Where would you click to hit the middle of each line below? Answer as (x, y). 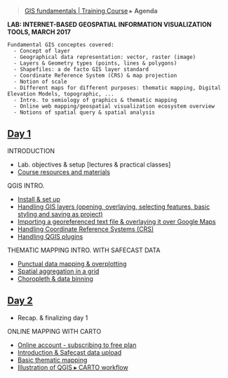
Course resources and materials (64, 171)
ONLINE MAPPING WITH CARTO (54, 331)
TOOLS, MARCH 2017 (39, 32)
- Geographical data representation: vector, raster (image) (105, 57)
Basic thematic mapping (52, 360)
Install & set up (39, 199)
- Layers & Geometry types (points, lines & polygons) (95, 63)
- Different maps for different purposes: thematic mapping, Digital (117, 88)
